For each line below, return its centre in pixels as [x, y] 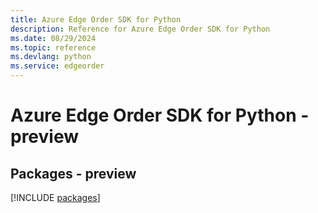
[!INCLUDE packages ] [55, 197]
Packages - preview [73, 173]
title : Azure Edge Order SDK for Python [96, 19]
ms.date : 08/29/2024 [53, 38]
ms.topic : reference [53, 47]
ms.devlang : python [51, 57]
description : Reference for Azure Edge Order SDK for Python [140, 29]
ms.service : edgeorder [57, 66]
